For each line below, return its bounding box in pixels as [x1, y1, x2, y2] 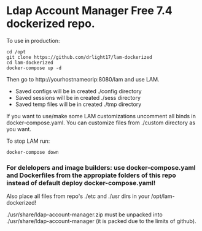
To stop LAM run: [6, 137, 50, 145]
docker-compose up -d [6, 65, 62, 71]
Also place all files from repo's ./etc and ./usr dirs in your [6, 192, 150, 200]
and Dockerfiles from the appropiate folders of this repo [6, 171, 176, 180]
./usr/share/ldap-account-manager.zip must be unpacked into [6, 211, 163, 218]
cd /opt [6, 48, 26, 55]
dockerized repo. [6, 17, 95, 31]
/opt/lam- [150, 192, 175, 200]
